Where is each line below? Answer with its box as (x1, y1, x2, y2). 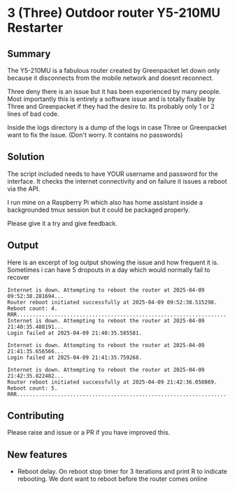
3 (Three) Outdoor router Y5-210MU (7, 5, 221, 21)
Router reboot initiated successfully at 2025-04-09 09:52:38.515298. (7, 299, 218, 306)
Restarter (7, 20, 64, 36)
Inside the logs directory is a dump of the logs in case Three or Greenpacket (7, 123, 227, 131)
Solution (7, 151, 45, 163)
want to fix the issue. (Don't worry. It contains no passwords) (7, 131, 183, 139)
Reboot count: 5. (7, 384, 58, 392)
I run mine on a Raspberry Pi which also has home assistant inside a (7, 198, 203, 206)
